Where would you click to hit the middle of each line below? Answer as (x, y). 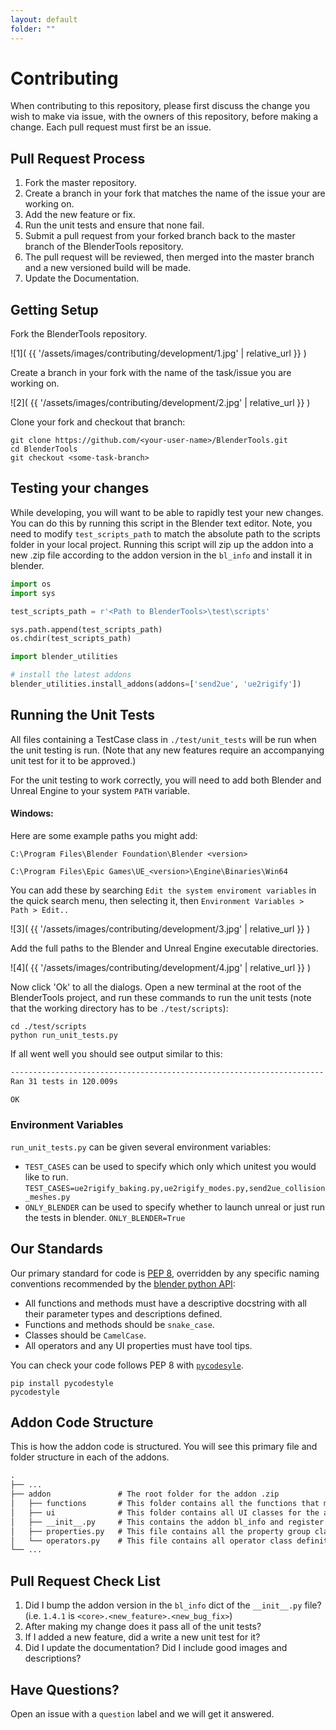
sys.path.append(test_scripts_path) (86, 629)
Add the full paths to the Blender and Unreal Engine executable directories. (164, 948)
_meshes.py (47, 1197)
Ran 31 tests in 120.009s (64, 1081)
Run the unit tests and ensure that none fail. (114, 225)
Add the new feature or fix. (80, 215)
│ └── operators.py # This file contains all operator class (151, 1541)
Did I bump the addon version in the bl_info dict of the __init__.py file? (173, 1605)
